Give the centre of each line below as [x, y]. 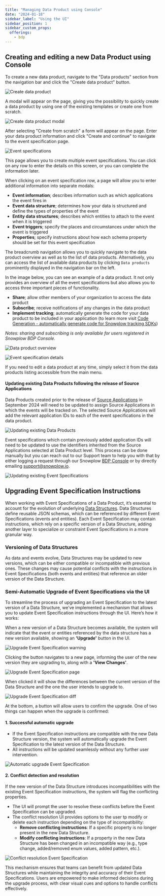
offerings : [21, 33]
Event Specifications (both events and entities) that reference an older [76, 574]
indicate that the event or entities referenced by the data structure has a [78, 633]
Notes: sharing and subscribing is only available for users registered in [77, 333]
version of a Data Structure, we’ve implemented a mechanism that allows [79, 608]
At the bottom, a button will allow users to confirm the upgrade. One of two [81, 706]
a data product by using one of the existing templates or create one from [79, 106]
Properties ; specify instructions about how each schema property [79, 237]
